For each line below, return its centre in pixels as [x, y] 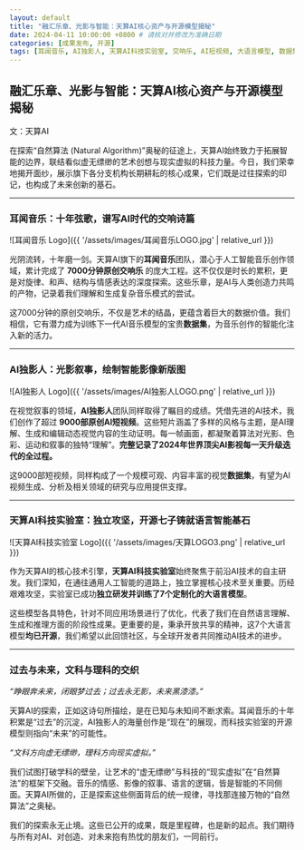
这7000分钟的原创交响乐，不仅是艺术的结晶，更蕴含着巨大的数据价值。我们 [150, 313]
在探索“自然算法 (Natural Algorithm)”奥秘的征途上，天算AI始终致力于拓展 [145, 150]
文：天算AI [29, 131]
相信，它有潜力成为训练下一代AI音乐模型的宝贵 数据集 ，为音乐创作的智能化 [148, 324]
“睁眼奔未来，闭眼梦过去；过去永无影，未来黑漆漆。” [106, 691]
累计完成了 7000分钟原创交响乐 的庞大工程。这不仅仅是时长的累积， [152, 271]
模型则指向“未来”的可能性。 [61, 733]
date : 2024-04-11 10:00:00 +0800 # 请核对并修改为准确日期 [115, 34]
